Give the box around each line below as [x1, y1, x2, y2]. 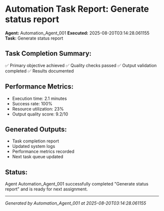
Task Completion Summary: [5, 49, 92, 58]
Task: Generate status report [5, 35, 63, 41]
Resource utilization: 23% [12, 106, 64, 112]
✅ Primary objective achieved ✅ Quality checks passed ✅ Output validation [5, 62, 157, 68]
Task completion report [12, 138, 60, 144]
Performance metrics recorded [12, 148, 75, 155]
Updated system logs [12, 143, 55, 149]
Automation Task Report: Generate [5, 3, 149, 15]
